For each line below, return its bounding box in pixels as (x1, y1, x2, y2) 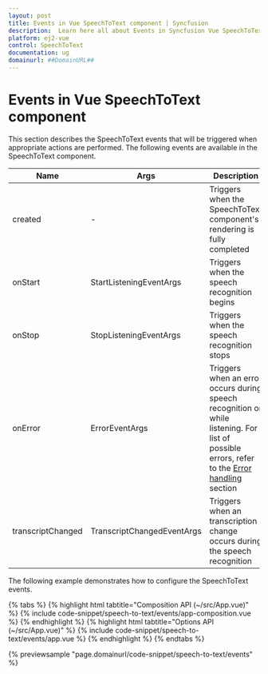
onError (12, 422, 41, 433)
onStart (12, 277, 41, 288)
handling (209, 473, 242, 484)
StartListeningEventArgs (90, 277, 182, 288)
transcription (209, 515, 258, 526)
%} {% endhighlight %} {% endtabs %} (75, 633, 205, 644)
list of (209, 433, 231, 444)
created (12, 213, 41, 225)
